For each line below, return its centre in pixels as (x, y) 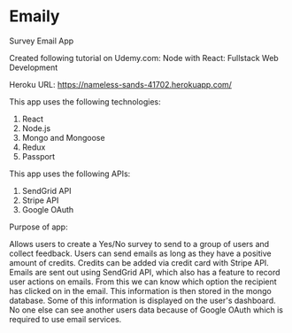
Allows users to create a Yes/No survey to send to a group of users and (139, 244)
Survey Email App (42, 41)
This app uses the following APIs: (70, 174)
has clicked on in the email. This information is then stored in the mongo (140, 290)
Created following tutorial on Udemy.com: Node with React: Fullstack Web (144, 58)
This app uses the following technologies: (85, 101)
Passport (38, 156)
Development (34, 67)
